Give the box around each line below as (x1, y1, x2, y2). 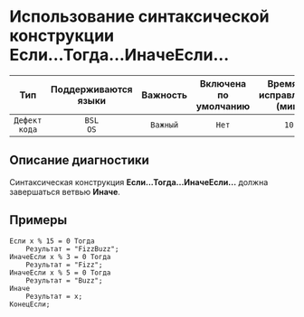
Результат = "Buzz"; (25, 275, 103, 285)
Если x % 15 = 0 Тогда (9, 237, 95, 246)
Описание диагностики (9, 153, 149, 168)
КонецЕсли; (9, 300, 51, 309)
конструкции (9, 25, 115, 46)
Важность (141, 89, 188, 101)
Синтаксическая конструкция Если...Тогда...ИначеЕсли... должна (9, 176, 269, 187)
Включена (199, 77, 247, 89)
